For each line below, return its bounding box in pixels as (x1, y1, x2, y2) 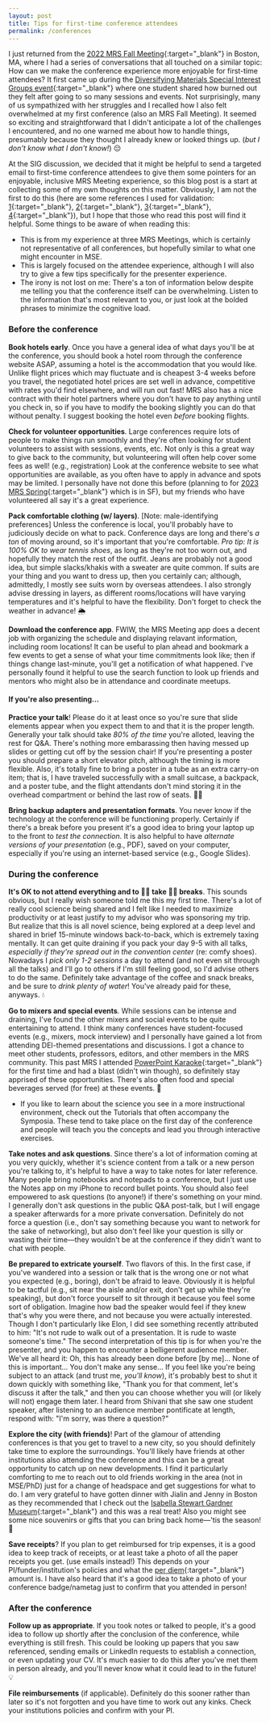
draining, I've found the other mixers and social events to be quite (8, 1015, 226, 1025)
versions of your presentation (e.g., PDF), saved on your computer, (8, 840, 231, 849)
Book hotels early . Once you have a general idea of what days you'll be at (8, 342, 255, 352)
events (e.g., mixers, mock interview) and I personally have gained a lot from (8, 1032, 263, 1042)
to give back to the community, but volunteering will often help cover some (8, 452, 257, 461)
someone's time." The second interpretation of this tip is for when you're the (8, 1337, 262, 1346)
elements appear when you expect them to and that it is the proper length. (8, 721, 255, 731)
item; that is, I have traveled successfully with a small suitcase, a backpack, (8, 773, 260, 782)
